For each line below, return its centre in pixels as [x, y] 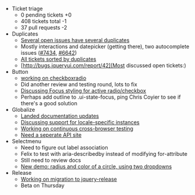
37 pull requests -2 [44, 27]
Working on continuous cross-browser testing [77, 128]
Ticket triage [27, 9]
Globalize [23, 110]
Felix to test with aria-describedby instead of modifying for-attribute [104, 154]
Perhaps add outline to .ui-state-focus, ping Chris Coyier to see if [101, 97]
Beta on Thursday [43, 185]
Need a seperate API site [51, 135]
